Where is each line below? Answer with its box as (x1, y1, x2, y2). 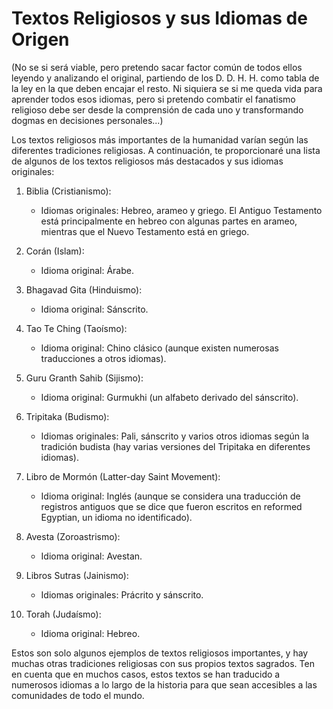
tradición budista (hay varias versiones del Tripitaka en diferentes (40, 440, 311, 452)
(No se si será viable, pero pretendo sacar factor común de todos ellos (11, 61, 303, 73)
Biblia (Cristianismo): (25, 185, 112, 197)
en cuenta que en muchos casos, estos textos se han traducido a (11, 668, 281, 680)
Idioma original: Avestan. (40, 550, 143, 562)
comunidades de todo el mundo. (11, 689, 145, 701)
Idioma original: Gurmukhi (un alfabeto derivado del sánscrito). (40, 391, 299, 403)
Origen (11, 28, 70, 51)
